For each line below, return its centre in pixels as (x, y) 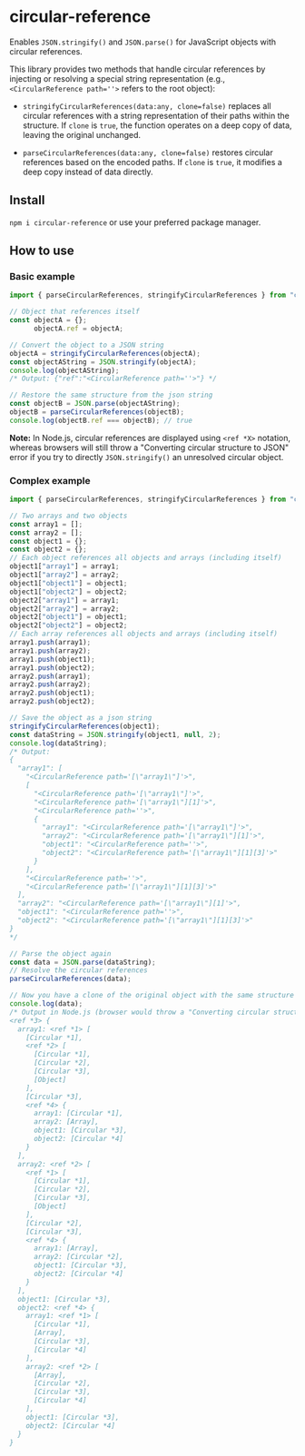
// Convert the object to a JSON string (87, 345)
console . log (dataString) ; (58, 743)
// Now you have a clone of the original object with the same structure (152, 996)
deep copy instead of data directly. (88, 172)
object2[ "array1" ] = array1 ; (64, 600)
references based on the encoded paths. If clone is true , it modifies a (152, 162)
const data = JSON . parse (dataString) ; (83, 962)
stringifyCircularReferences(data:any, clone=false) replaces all (147, 105)
